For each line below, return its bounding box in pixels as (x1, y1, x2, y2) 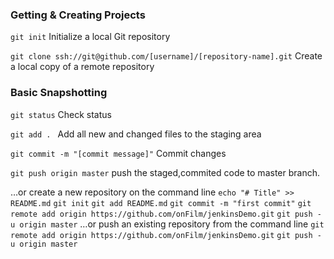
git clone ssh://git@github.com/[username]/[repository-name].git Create (10, 50, 323, 62)
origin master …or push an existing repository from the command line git (19, 218, 325, 230)
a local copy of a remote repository (10, 61, 155, 73)
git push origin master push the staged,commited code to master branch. (10, 166, 320, 178)
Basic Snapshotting (10, 86, 108, 100)
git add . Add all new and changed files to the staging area (10, 128, 262, 140)
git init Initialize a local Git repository (10, 31, 171, 43)
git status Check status (10, 108, 112, 120)
